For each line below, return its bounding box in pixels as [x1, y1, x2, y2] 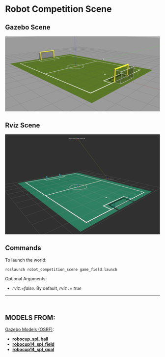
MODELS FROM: [5, 313, 55, 322]
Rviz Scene [5, 121, 40, 129]
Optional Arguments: [5, 275, 47, 281]
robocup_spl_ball [12, 336, 49, 342]
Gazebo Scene [5, 23, 51, 31]
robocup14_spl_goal [12, 347, 55, 353]
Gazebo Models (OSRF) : [5, 327, 54, 332]
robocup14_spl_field [12, 341, 55, 347]
